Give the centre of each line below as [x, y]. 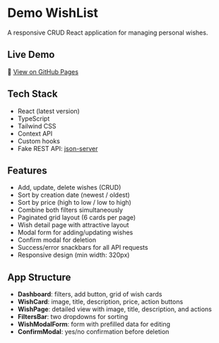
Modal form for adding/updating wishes [75, 233]
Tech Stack [32, 94]
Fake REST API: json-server [58, 148]
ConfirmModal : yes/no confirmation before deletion [93, 332]
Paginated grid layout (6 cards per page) [77, 217]
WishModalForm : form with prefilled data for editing [94, 324]
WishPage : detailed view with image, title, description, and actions [114, 309]
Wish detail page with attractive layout [73, 225]
